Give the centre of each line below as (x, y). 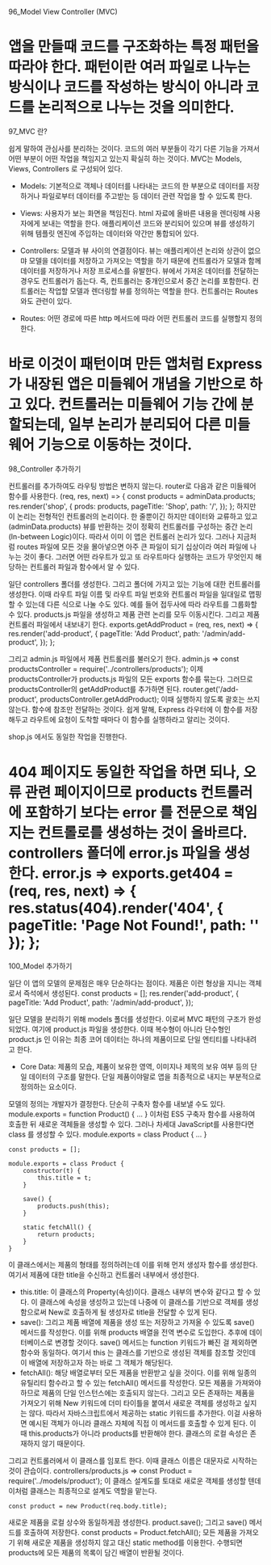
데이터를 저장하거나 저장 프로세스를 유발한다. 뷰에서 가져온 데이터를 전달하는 (140, 271)
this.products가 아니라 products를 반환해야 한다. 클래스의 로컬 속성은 (138, 1433)
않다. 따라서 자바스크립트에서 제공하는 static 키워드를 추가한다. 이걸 (134, 1413)
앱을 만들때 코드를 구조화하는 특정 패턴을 (134, 47)
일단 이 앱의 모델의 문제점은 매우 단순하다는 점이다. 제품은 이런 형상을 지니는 (128, 983)
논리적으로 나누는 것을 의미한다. (136, 108)
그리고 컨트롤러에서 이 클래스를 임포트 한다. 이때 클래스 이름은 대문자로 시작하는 (133, 1460)
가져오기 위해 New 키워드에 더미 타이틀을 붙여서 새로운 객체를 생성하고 (131, 1403)
